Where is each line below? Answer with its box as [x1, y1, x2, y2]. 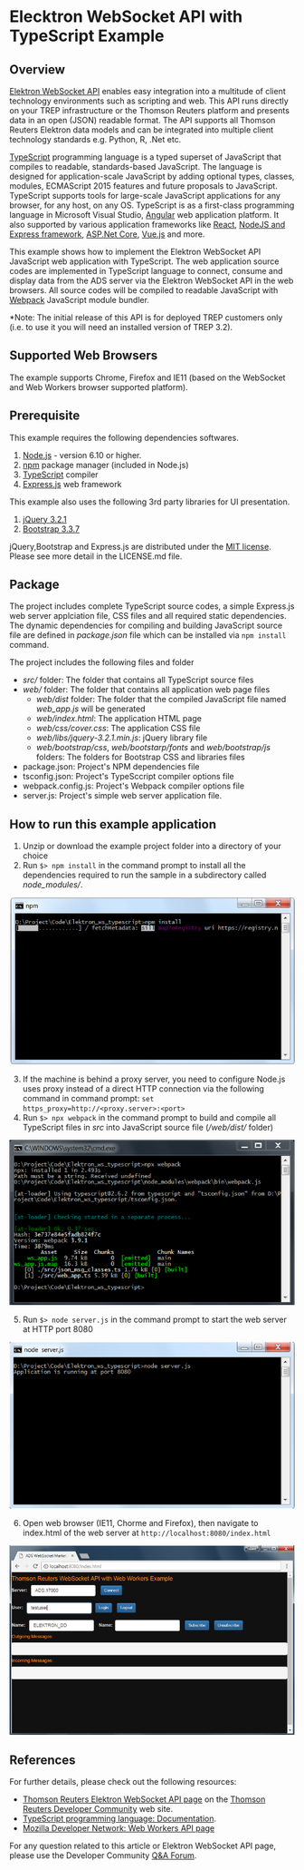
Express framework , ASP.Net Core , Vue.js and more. [9, 229, 205, 240]
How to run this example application [9, 817, 217, 832]
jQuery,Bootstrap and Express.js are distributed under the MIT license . [9, 541, 271, 552]
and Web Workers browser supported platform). [9, 381, 188, 392]
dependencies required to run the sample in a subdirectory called [22, 869, 267, 881]
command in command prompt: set [22, 1092, 155, 1103]
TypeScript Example [9, 25, 165, 46]
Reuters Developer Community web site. [22, 1804, 174, 1815]
